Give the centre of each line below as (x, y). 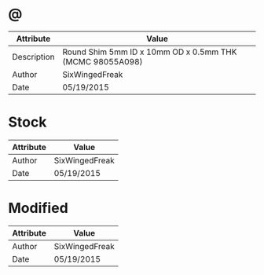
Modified (38, 208)
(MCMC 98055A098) (103, 61)
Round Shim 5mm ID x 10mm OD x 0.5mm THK (150, 52)
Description (33, 57)
